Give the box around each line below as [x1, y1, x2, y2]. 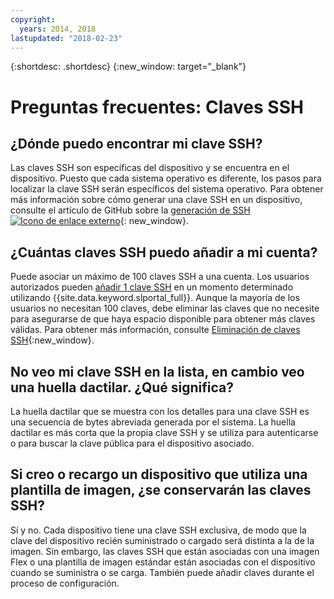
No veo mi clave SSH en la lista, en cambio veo [10, 363, 305, 380]
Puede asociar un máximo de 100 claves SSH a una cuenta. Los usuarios [10, 271, 310, 283]
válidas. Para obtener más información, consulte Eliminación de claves [10, 324, 301, 336]
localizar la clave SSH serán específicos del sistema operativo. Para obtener [10, 183, 324, 195]
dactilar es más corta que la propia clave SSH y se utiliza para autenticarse [10, 427, 319, 438]
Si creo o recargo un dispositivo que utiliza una [10, 466, 308, 483]
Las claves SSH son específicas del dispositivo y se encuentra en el [10, 162, 290, 174]
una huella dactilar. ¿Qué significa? [10, 379, 234, 396]
